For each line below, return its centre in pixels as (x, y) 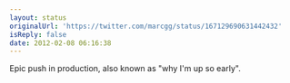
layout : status (38, 18)
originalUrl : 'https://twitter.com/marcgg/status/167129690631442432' (146, 26)
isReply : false (38, 34)
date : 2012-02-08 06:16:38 (60, 43)
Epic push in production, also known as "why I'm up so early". (125, 69)
